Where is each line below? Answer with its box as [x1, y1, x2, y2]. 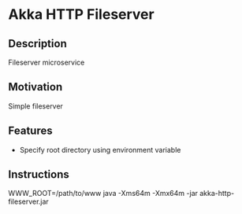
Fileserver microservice [8, 57, 85, 67]
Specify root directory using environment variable [19, 145, 181, 154]
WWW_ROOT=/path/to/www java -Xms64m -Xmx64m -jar [8, 189, 199, 198]
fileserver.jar [8, 197, 49, 206]
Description [8, 37, 67, 50]
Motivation [8, 80, 63, 94]
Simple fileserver [8, 101, 63, 111]
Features [8, 124, 53, 138]
